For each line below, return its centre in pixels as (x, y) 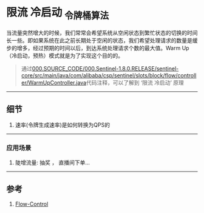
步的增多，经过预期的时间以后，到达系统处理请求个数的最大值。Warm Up (98, 48)
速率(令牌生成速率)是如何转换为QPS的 (63, 125)
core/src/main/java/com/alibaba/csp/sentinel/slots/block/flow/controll (109, 75)
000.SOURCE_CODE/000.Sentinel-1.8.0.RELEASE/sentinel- (105, 68)
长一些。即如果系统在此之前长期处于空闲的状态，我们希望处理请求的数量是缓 (102, 40)
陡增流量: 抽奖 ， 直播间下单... (52, 162)
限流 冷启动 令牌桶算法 (58, 13)
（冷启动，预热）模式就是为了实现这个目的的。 (65, 55)
